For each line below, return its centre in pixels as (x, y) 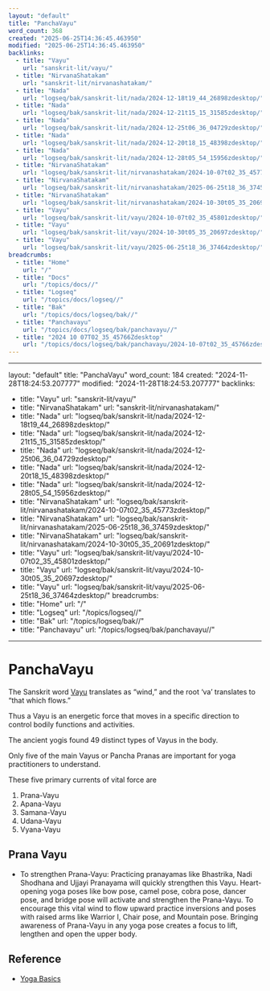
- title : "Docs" (43, 277)
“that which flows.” (39, 701)
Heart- (251, 882)
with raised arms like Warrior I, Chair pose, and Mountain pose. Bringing (139, 916)
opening (34, 891)
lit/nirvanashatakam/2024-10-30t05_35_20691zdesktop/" (115, 544)
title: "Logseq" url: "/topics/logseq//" (81, 612)
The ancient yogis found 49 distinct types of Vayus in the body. (113, 740)
